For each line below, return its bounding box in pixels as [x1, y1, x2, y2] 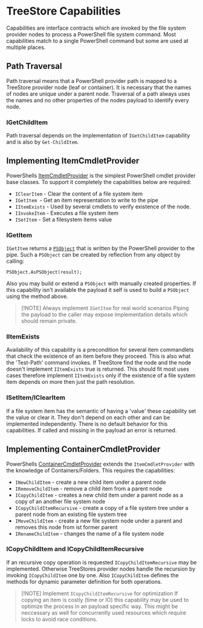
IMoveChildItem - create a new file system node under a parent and [14, 517, 182, 524]
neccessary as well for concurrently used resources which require [21, 609, 186, 616]
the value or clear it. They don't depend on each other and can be [6, 414, 170, 421]
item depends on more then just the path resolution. [6, 378, 135, 386]
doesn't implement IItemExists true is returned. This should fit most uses [6, 365, 189, 373]
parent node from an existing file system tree [14, 511, 127, 518]
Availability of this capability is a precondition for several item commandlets [6, 346, 195, 354]
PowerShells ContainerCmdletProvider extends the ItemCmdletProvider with [6, 460, 195, 468]
